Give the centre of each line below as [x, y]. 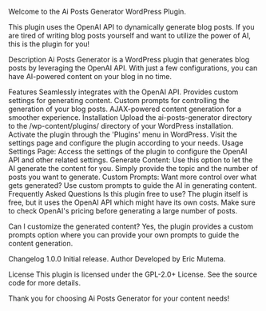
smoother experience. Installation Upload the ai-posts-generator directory [130, 118]
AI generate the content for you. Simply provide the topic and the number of [133, 168]
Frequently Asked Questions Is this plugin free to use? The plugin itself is [128, 194]
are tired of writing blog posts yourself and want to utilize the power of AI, [130, 36]
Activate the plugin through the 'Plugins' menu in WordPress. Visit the [123, 134]
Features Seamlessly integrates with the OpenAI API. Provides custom [123, 92]
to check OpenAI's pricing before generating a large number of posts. [123, 211]
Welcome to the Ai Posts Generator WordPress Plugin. [97, 12]
